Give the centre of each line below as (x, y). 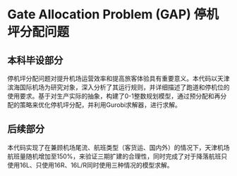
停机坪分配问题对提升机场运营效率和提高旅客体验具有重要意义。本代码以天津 (119, 78)
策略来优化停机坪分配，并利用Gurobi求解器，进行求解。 (101, 105)
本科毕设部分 (35, 60)
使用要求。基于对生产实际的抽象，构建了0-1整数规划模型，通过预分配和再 (114, 96)
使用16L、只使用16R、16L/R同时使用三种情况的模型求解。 (91, 165)
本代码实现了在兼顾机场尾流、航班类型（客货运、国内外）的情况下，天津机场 (119, 147)
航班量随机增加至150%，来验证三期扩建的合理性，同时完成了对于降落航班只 (117, 156)
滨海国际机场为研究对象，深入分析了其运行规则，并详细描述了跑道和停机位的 (119, 87)
